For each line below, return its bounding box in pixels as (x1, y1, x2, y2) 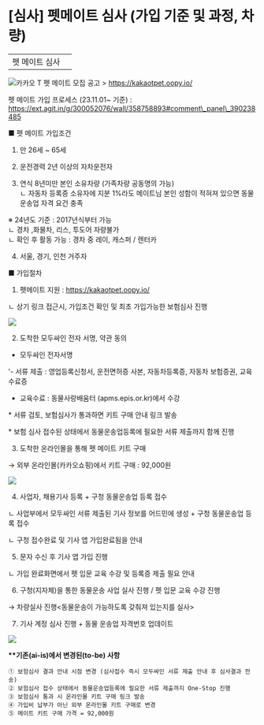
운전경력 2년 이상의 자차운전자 (19, 162, 113, 171)
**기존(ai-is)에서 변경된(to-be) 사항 (8, 650, 121, 660)
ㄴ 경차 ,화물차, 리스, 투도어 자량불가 (8, 225, 120, 234)
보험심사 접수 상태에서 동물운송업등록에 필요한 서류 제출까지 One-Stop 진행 (17, 684, 231, 692)
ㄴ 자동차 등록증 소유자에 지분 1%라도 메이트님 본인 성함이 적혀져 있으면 (19, 188, 240, 198)
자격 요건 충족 (40, 198, 84, 207)
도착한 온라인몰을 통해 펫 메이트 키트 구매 (19, 443, 147, 453)
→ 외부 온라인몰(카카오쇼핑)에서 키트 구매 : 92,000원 (8, 460, 172, 470)
